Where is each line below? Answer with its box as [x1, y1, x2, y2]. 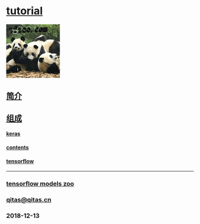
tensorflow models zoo [6, 180, 74, 188]
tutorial [6, 4, 43, 18]
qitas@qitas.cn [6, 195, 52, 204]
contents [6, 144, 29, 151]
